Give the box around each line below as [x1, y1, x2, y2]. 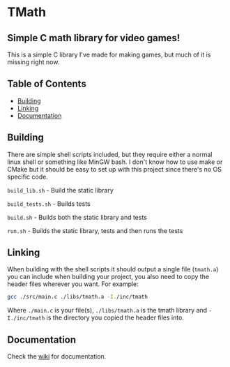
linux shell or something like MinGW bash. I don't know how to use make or [7, 158, 223, 166]
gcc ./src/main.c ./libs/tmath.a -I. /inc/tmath [7, 294, 148, 301]
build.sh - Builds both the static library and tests [7, 213, 148, 221]
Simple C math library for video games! [7, 32, 181, 44]
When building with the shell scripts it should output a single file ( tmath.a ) [7, 265, 219, 274]
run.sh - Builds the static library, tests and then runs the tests [7, 226, 183, 234]
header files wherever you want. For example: [7, 280, 139, 288]
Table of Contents [7, 78, 87, 90]
